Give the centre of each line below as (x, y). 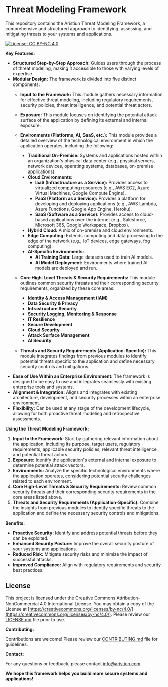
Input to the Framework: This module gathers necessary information (91, 94)
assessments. (27, 419)
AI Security (39, 340)
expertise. (23, 73)
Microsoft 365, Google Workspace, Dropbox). (82, 225)
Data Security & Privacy (53, 303)
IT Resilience (41, 319)
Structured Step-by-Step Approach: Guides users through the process (87, 63)
